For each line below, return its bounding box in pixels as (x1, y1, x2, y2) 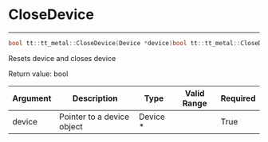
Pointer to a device (59, 111, 130, 122)
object (59, 121, 84, 132)
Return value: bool (8, 69, 69, 79)
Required (220, 93, 256, 104)
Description (72, 93, 118, 104)
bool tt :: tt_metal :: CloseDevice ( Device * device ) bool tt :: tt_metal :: (8, 39, 241, 47)
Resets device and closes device (8, 53, 116, 63)
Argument (12, 93, 52, 104)
